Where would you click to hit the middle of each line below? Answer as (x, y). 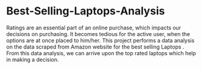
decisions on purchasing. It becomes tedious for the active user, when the (98, 34)
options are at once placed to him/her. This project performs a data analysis (100, 40)
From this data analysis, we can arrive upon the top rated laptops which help (101, 53)
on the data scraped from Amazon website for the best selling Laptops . (95, 47)
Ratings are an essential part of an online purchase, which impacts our (94, 28)
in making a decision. (33, 59)
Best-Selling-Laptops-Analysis (86, 11)
